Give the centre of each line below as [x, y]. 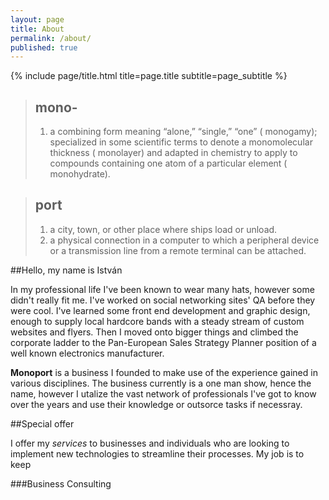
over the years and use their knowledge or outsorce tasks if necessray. [156, 404]
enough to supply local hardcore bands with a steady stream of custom [157, 321]
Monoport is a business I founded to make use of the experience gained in [164, 372]
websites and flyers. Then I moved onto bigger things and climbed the [154, 332]
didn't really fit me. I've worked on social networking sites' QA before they [163, 300]
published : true [44, 47]
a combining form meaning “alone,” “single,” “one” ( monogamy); [183, 132]
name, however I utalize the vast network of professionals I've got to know [163, 393]
